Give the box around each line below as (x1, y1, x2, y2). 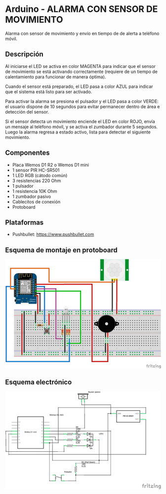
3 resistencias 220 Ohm (12, 178, 61, 184)
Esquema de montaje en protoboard (5, 246, 118, 254)
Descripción (5, 50, 43, 59)
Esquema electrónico (5, 378, 72, 386)
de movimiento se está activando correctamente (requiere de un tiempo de (5, 68, 158, 74)
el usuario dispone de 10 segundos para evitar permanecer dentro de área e (5, 103, 160, 110)
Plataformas (5, 218, 44, 227)
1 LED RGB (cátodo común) (12, 172, 68, 178)
